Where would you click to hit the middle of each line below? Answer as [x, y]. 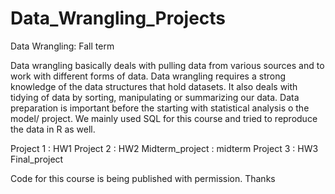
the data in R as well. [53, 129]
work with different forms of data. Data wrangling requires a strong [148, 76]
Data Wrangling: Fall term [62, 46]
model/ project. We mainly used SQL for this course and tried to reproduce [164, 118]
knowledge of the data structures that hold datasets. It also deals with [154, 86]
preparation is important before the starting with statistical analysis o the [160, 108]
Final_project [37, 159]
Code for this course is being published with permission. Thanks [143, 178]
